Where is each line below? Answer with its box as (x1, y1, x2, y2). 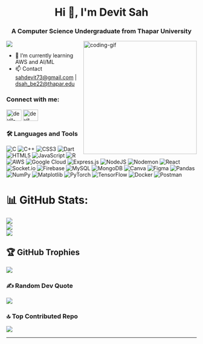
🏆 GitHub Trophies (6, 247, 80, 258)
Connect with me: (6, 95, 60, 104)
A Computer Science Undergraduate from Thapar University (11, 27, 192, 36)
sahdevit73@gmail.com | (14, 74, 77, 81)
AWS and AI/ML (14, 59, 55, 66)
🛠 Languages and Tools (6, 129, 79, 138)
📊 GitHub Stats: (6, 193, 89, 207)
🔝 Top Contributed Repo (6, 312, 79, 320)
